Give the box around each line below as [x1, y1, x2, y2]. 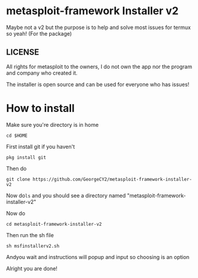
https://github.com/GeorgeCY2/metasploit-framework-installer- [32, 176, 193, 182]
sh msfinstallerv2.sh [6, 243, 60, 249]
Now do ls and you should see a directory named [6, 191, 126, 199]
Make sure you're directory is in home [6, 121, 99, 128]
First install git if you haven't [6, 143, 75, 150]
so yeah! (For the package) [6, 30, 72, 37]
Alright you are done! [6, 265, 58, 272]
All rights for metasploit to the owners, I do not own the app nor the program [6, 63, 193, 70]
